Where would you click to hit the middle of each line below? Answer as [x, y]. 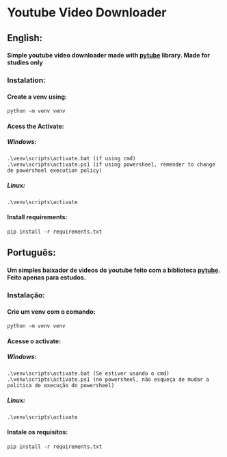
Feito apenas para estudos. [47, 277]
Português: [31, 252]
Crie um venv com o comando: [51, 311]
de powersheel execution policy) [55, 170]
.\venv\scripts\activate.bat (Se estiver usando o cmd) [88, 373]
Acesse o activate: [34, 341]
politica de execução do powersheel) [61, 385]
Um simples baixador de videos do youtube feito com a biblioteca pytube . [114, 270]
